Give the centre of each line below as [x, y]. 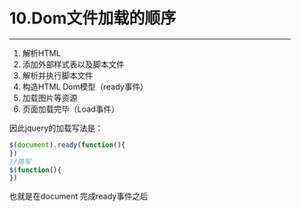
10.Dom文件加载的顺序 [93, 18]
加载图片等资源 [50, 97]
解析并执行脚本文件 [58, 75]
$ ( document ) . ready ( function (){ [67, 145]
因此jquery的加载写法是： [56, 128]
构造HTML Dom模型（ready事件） [85, 87]
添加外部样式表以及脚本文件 [73, 64]
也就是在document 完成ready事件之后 [79, 197]
